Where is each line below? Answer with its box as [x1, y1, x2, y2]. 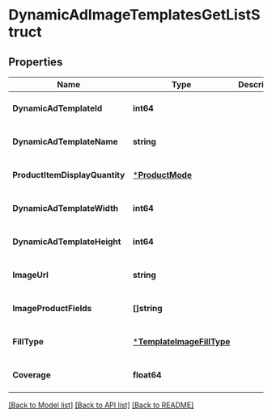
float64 [132, 369, 162, 381]
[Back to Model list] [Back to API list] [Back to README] [8, 400, 194, 410]
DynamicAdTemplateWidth [12, 203, 119, 213]
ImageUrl [12, 269, 49, 280]
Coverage [12, 369, 51, 381]
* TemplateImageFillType [132, 336, 231, 347]
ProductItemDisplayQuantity [12, 170, 125, 180]
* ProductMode [132, 170, 193, 180]
